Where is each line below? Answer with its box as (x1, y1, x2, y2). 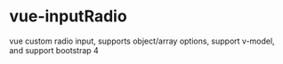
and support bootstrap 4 (9, 44, 100, 55)
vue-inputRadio (9, 6, 127, 27)
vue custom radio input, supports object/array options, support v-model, (9, 36, 275, 46)
